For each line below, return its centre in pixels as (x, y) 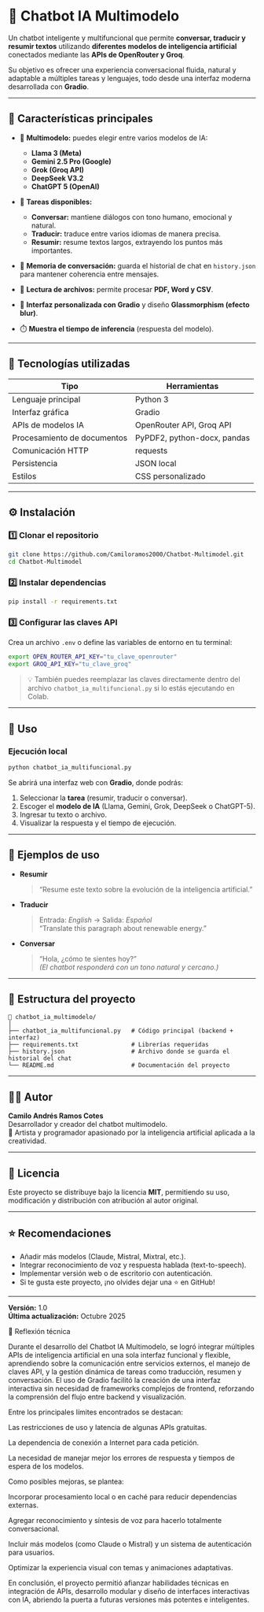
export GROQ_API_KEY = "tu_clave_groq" (70, 665)
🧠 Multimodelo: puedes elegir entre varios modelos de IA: (114, 138)
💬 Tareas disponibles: (56, 202)
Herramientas (192, 386)
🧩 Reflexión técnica (39, 1331)
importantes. (52, 250)
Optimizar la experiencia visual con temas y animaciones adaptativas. (121, 1567)
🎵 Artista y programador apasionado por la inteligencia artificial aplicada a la (132, 1132)
